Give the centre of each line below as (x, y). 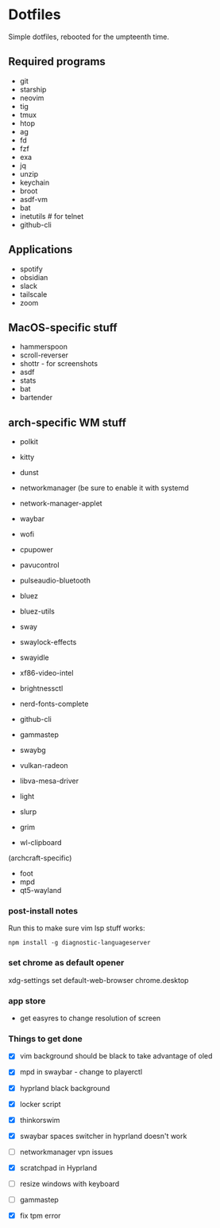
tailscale (33, 294)
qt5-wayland (41, 891)
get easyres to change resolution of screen (90, 1018)
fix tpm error (40, 1216)
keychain (35, 182)
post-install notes (43, 911)
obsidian (34, 277)
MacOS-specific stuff (63, 327)
